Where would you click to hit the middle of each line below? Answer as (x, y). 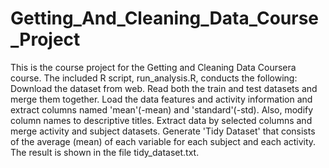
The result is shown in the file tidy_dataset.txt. (105, 152)
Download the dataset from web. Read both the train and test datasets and (164, 88)
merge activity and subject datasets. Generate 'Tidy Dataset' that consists (163, 131)
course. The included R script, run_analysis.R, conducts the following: (154, 78)
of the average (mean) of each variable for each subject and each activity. (163, 141)
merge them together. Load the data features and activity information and (161, 99)
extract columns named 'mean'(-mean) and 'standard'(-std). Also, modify (162, 109)
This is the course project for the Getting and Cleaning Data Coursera (153, 67)
